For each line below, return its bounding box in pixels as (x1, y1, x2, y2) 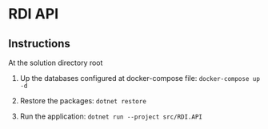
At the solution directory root (8, 58, 103, 67)
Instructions (8, 37, 70, 50)
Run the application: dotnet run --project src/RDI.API (19, 111, 202, 121)
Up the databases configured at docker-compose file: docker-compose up (19, 74, 260, 83)
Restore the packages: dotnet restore (19, 96, 146, 105)
